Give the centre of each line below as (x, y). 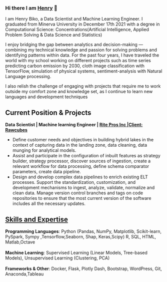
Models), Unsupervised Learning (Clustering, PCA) (57, 258)
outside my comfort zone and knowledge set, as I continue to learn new (79, 92)
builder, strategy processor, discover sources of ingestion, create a (81, 161)
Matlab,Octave (20, 242)
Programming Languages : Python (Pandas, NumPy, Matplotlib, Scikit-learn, (83, 231)
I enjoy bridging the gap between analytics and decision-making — (74, 45)
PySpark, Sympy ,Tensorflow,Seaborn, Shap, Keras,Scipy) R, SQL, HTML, (81, 236)
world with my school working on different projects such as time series (78, 61)
